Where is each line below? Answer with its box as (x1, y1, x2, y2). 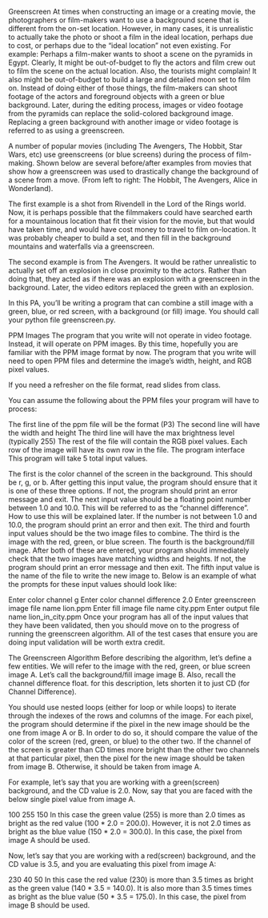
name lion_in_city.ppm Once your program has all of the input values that (8, 612, 249, 621)
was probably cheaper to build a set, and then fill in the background (8, 233, 232, 242)
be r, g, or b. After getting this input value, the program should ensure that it (8, 477, 258, 487)
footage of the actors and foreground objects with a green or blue (8, 92, 226, 101)
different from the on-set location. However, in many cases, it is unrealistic (8, 24, 254, 33)
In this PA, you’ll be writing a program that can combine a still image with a (8, 298, 254, 307)
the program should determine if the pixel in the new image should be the (8, 720, 250, 728)
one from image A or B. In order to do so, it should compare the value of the (8, 728, 258, 737)
